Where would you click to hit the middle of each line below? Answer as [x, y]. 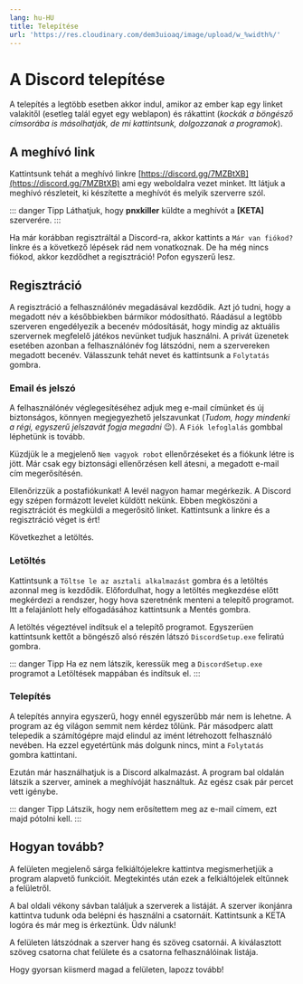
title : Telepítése [44, 26]
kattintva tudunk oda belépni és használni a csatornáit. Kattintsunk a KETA [148, 915]
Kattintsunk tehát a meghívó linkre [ [76, 174]
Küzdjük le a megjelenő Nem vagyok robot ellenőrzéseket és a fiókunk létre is [152, 454]
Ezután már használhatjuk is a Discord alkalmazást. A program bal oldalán [147, 772]
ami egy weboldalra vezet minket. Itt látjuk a [204, 184]
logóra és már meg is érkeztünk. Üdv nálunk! [93, 924]
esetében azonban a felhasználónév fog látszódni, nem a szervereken [140, 345]
